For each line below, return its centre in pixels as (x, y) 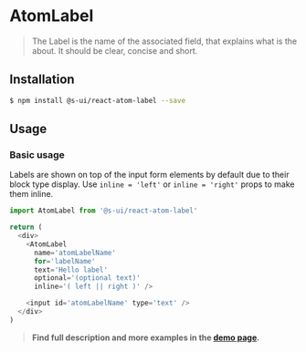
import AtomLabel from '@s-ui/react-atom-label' (104, 211)
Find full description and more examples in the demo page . (146, 337)
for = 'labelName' (64, 261)
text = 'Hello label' (70, 270)
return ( (26, 228)
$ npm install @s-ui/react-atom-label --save (97, 100)
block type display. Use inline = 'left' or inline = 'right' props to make (152, 184)
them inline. (32, 194)
